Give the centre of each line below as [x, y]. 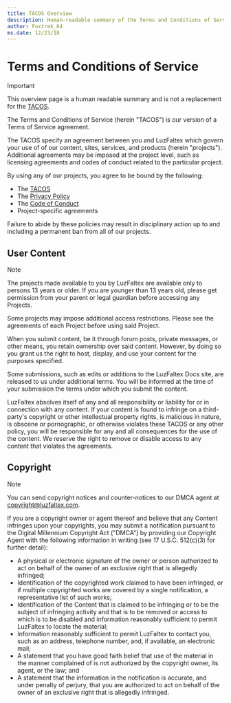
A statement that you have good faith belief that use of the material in [115, 656]
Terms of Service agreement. [48, 127]
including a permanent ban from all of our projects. [79, 232]
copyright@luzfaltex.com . [44, 505]
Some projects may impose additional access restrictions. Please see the [111, 318]
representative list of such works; [64, 597]
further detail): [27, 547]
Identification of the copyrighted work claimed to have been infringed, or [120, 583]
